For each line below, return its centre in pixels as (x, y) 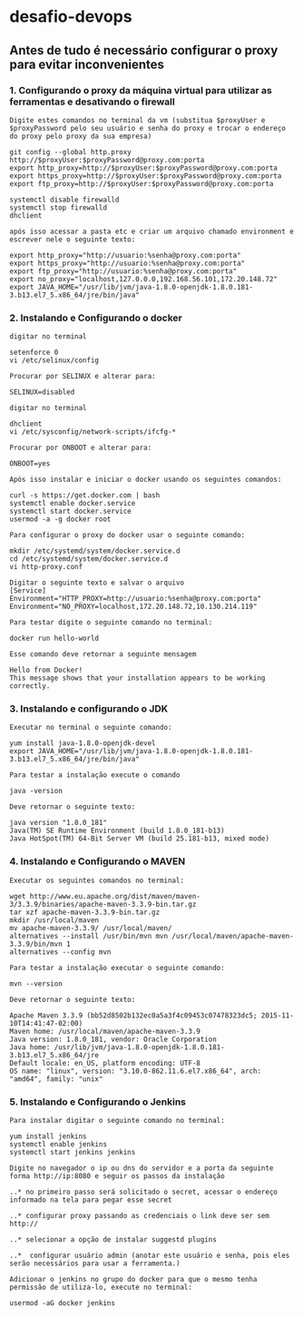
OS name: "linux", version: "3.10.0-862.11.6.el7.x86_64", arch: (135, 1071)
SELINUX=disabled (42, 392)
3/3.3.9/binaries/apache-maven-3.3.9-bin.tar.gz (103, 904)
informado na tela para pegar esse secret (91, 1200)
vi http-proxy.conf (46, 567)
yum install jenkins (49, 1136)
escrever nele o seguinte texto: (73, 239)
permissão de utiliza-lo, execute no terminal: (101, 1288)
